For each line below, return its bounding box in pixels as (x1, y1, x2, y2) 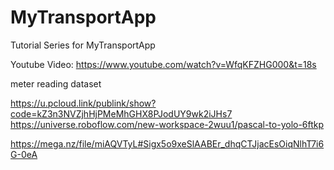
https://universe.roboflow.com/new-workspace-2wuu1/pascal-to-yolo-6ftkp (10, 118, 325, 130)
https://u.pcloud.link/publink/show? (10, 97, 157, 109)
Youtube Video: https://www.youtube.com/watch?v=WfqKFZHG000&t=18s (10, 58, 317, 70)
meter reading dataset (10, 77, 102, 90)
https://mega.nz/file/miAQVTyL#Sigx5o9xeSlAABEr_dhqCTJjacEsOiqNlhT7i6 (10, 137, 325, 150)
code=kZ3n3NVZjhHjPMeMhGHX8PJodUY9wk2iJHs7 (10, 107, 233, 120)
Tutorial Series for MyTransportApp (10, 39, 156, 51)
